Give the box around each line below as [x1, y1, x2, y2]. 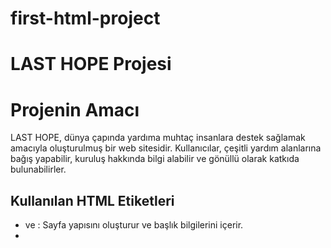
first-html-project [10, 7, 161, 30]
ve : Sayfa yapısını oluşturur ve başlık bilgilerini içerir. [24, 219, 244, 231]
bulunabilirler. [10, 163, 67, 176]
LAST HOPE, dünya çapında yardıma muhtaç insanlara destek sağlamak [10, 132, 306, 144]
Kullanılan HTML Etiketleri [10, 192, 175, 209]
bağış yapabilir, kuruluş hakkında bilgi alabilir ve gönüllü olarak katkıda [10, 153, 300, 165]
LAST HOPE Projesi [10, 53, 172, 76]
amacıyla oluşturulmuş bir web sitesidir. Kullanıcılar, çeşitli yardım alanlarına [10, 142, 322, 154]
